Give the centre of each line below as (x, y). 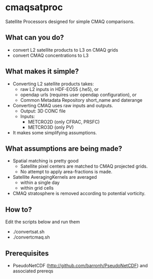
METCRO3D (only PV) (51, 127)
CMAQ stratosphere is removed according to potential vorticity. (79, 194)
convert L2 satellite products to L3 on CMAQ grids (65, 50)
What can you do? (35, 38)
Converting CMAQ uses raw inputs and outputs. (63, 105)
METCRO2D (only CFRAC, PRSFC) (64, 122)
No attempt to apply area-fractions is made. (66, 172)
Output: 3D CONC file (43, 111)
